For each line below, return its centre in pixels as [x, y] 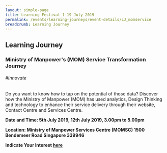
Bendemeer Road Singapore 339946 [45, 135]
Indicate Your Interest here [34, 145]
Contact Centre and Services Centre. [44, 110]
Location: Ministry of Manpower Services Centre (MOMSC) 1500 [75, 130]
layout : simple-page [27, 10]
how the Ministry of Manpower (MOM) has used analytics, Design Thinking [84, 99]
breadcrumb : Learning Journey [37, 24]
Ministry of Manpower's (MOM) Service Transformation [76, 59]
